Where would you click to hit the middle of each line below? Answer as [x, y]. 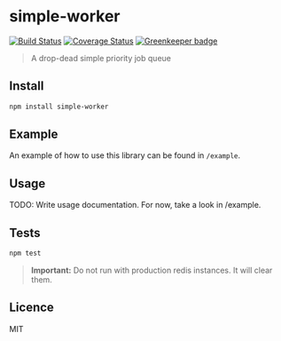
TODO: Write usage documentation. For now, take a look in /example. [135, 205]
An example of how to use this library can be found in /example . [125, 155]
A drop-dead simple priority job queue [101, 58]
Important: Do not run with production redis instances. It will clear [152, 270]
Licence [32, 308]
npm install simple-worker [59, 107]
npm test [25, 254]
